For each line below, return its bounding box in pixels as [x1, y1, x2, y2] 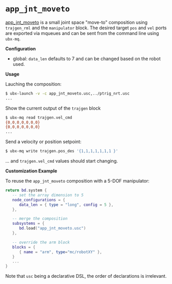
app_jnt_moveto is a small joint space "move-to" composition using [5, 19, 148, 25]
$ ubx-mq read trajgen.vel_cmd [5, 115, 72, 120]
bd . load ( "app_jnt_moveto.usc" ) [18, 226, 86, 231]
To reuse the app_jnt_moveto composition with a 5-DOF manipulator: [5, 178, 150, 184]
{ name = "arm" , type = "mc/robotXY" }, [18, 249, 102, 255]
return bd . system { [5, 188, 47, 193]
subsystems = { [12, 221, 45, 226]
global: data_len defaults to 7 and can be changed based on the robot [12, 56, 161, 62]
